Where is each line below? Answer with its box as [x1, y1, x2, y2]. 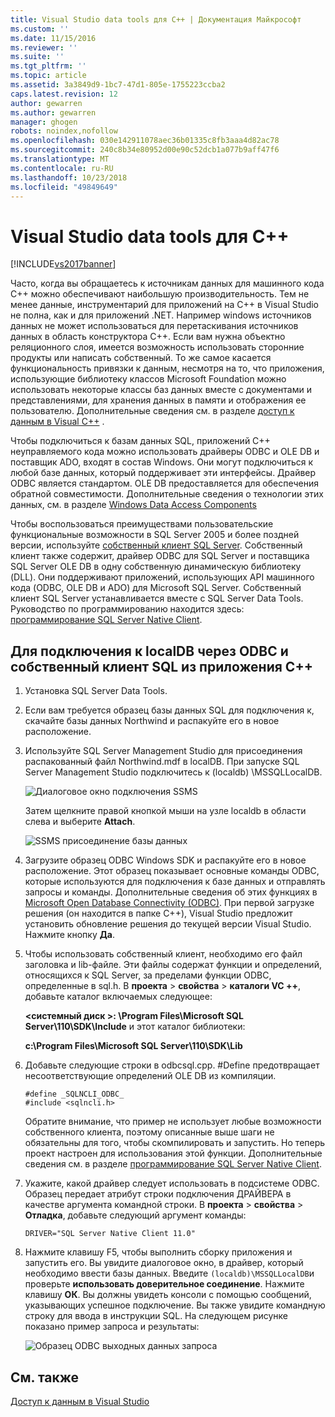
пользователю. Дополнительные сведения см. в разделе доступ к [10, 405, 295, 417]
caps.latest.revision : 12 [10, 89, 118, 99]
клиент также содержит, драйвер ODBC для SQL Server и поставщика [10, 550, 310, 562]
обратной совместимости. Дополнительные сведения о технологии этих [10, 488, 324, 500]
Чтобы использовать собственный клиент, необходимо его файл [24, 948, 303, 960]
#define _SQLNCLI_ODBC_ [24, 1089, 125, 1100]
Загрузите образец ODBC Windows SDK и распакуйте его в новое [24, 854, 307, 866]
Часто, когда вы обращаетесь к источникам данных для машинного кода [10, 277, 325, 290]
